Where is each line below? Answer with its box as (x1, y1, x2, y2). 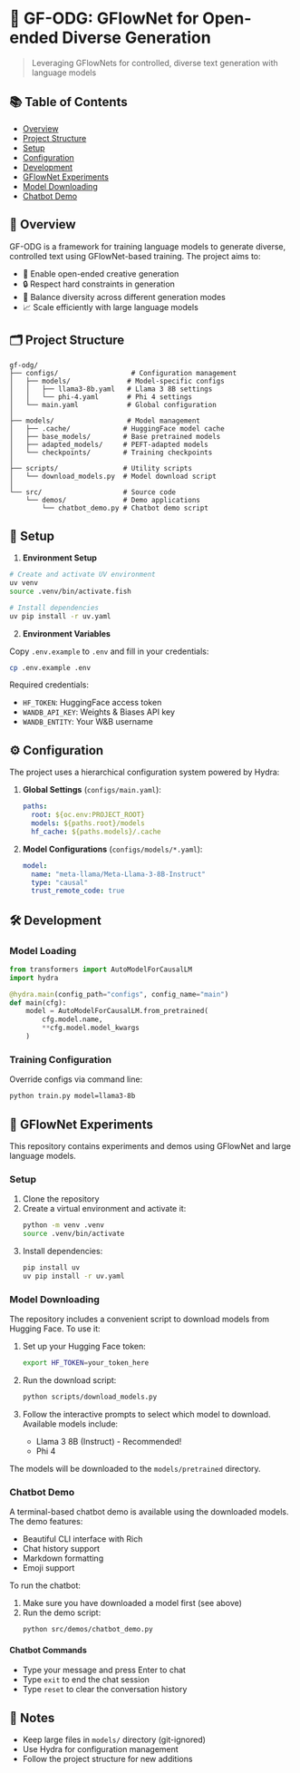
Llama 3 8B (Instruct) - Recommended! (35, 1436, 182, 1447)
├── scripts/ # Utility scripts (9, 464, 193, 473)
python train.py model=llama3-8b (9, 1092, 136, 1101)
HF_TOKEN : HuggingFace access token (22, 697, 162, 708)
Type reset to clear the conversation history (22, 1684, 188, 1695)
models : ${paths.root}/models (31, 819, 145, 828)
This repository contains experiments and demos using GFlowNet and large (9, 1140, 292, 1151)
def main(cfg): (9, 998, 67, 1008)
